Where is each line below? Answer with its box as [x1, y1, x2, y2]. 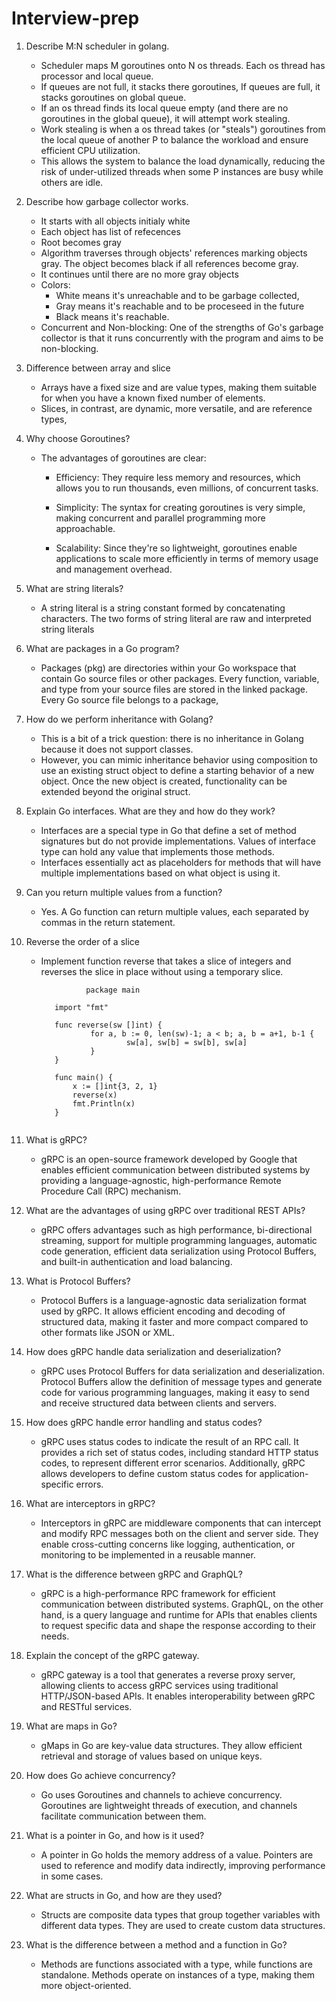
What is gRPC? [25, 1133, 88, 1146]
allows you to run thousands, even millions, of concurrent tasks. [55, 482, 319, 494]
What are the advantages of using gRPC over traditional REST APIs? [25, 1204, 306, 1216]
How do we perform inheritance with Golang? [25, 713, 214, 725]
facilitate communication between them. [40, 1810, 207, 1822]
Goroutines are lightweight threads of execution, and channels [40, 1799, 298, 1811]
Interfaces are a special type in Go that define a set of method [40, 824, 297, 836]
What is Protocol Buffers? [25, 1275, 131, 1287]
